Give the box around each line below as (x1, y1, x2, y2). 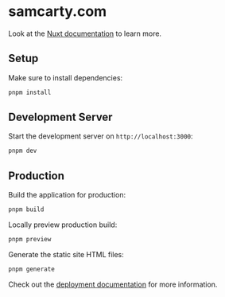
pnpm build (8, 205, 45, 213)
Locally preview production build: (8, 220, 118, 229)
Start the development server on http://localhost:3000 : (8, 131, 193, 141)
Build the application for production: (8, 190, 126, 200)
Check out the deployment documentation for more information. (8, 279, 218, 289)
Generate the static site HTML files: (8, 249, 125, 259)
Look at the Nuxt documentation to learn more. (8, 29, 161, 38)
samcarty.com (8, 2, 107, 21)
